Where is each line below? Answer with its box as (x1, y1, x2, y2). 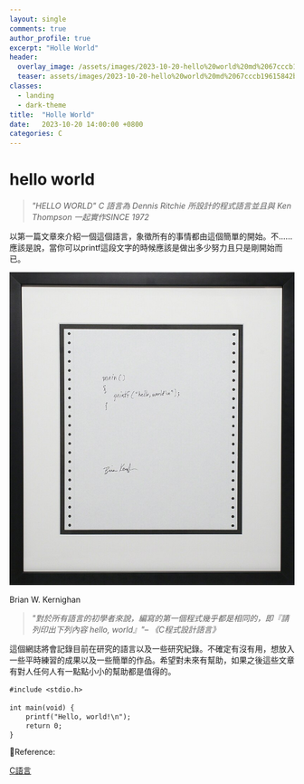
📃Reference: (9, 746, 56, 757)
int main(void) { (9, 703, 75, 712)
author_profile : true (9, 33, 91, 43)
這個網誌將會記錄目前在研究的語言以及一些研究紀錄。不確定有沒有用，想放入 (9, 643, 295, 654)
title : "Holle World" (9, 110, 95, 120)
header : (9, 53, 39, 62)
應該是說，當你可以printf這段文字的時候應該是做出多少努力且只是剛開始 (9, 243, 276, 253)
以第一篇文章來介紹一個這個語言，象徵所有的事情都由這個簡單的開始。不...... (9, 231, 293, 242)
